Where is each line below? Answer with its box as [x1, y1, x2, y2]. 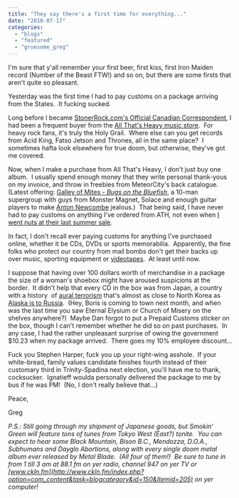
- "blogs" [14, 30, 43, 38]
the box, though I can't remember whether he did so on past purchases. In [8, 321, 228, 330]
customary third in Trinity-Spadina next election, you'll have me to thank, [8, 365, 221, 374]
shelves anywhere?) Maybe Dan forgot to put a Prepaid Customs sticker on [8, 314, 230, 322]
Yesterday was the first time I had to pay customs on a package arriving [8, 92, 219, 100]
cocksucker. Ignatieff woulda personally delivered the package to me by [8, 373, 221, 381]
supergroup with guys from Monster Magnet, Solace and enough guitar [8, 195, 217, 204]
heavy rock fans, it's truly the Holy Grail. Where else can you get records [8, 129, 223, 137]
